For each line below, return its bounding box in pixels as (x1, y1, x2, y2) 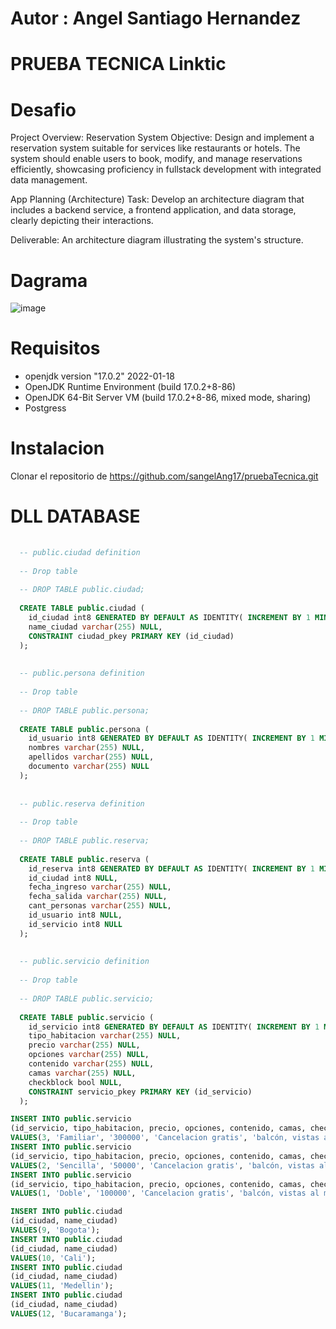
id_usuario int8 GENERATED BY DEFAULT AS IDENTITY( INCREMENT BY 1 (28, 733, 315, 744)
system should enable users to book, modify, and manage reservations (10, 153, 303, 165)
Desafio (10, 98, 77, 121)
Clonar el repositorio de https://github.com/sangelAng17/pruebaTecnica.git (10, 470, 319, 482)
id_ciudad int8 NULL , (28, 873, 118, 883)
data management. (10, 174, 88, 186)
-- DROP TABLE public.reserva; (19, 836, 150, 846)
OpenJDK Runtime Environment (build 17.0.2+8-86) (24, 381, 237, 393)
